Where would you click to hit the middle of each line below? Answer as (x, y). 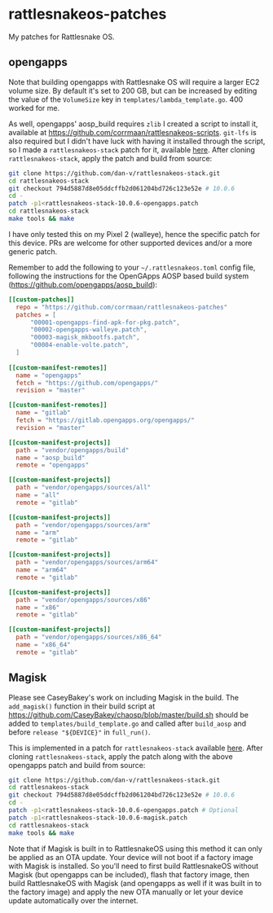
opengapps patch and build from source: (77, 765)
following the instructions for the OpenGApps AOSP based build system (129, 276)
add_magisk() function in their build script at (82, 706)
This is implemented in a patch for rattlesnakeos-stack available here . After (136, 748)
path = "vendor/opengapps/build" (73, 450)
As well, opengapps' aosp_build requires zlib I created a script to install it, (133, 124)
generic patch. (33, 251)
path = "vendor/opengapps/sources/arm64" (87, 563)
